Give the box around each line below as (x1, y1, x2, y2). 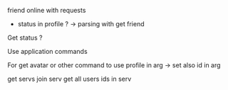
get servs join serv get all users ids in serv (7, 74, 132, 83)
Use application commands (7, 47, 88, 55)
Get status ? (7, 33, 43, 42)
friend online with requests (7, 6, 86, 14)
